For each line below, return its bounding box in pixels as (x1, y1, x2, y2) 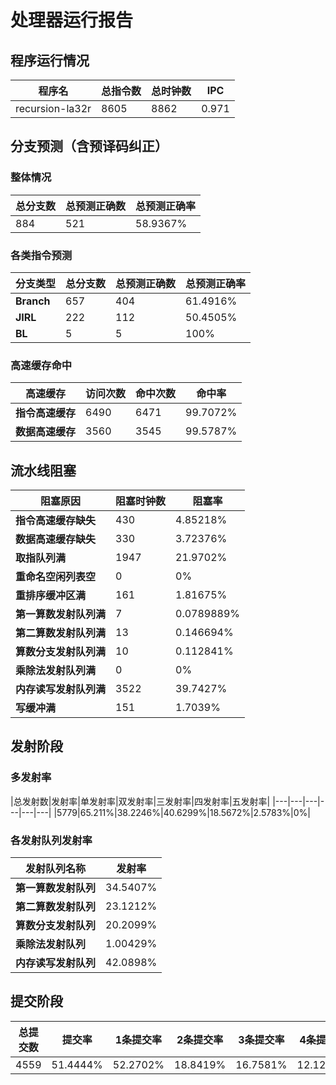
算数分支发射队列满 (15, 645, 107, 659)
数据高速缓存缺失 (15, 532, 97, 546)
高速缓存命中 (10, 358, 73, 372)
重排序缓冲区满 (15, 589, 87, 603)
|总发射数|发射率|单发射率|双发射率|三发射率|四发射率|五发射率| (10, 795, 271, 807)
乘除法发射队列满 (15, 664, 97, 678)
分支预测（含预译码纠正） (10, 138, 168, 155)
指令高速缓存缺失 (15, 514, 97, 528)
